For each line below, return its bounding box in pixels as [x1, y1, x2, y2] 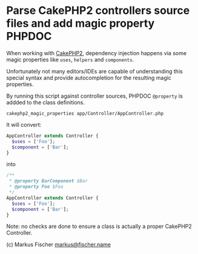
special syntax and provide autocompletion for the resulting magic [6, 74, 171, 81]
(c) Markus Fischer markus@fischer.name [6, 241, 111, 249]
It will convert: [6, 121, 42, 128]
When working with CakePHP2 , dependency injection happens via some [6, 49, 186, 56]
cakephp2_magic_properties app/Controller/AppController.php [6, 110, 164, 116]
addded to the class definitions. [6, 98, 85, 106]
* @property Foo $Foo [8, 184, 64, 190]
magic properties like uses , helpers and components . [6, 56, 134, 63]
